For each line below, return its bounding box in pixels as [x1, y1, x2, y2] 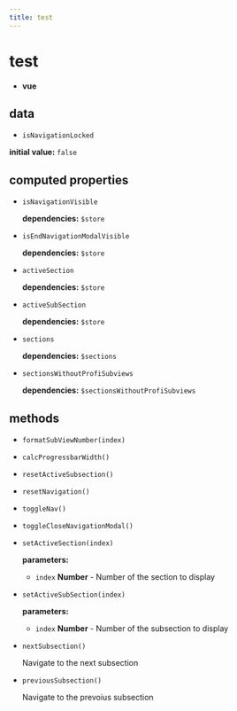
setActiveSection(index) [21, 539, 114, 548]
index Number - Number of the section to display [34, 572, 215, 582]
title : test [9, 12, 53, 22]
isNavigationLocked [21, 131, 95, 140]
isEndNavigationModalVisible [21, 232, 130, 241]
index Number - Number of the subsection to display [34, 623, 229, 634]
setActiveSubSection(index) [21, 590, 126, 599]
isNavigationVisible [21, 198, 98, 207]
